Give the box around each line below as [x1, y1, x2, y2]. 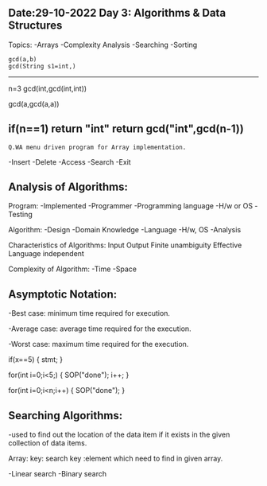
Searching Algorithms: [8, 409, 123, 422]
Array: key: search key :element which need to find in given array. [8, 453, 223, 464]
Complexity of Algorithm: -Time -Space [8, 264, 137, 274]
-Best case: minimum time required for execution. [8, 309, 171, 318]
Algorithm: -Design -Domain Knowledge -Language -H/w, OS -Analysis [8, 225, 242, 235]
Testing [8, 210, 33, 220]
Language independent [8, 249, 85, 259]
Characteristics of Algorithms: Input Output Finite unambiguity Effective [8, 240, 242, 250]
